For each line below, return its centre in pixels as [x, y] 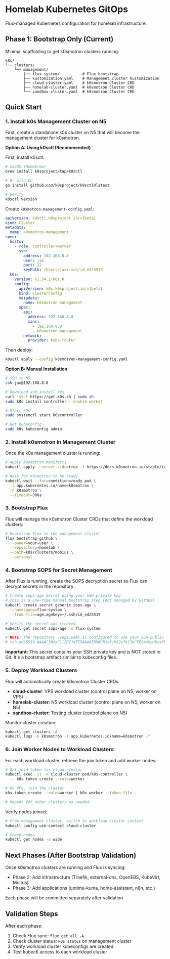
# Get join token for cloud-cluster [44, 770]
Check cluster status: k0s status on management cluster [72, 941]
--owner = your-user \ [31, 543]
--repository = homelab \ [35, 548]
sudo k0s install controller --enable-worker [54, 401]
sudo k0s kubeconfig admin [34, 429]
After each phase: [24, 926]
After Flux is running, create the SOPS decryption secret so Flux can [76, 581]
